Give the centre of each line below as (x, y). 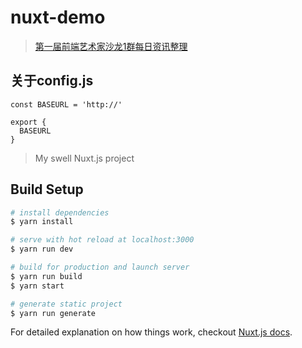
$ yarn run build (46, 276)
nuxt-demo (58, 17)
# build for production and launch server (100, 267)
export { (28, 122)
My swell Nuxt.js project (84, 158)
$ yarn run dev (42, 249)
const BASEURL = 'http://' (66, 104)
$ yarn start (37, 286)
